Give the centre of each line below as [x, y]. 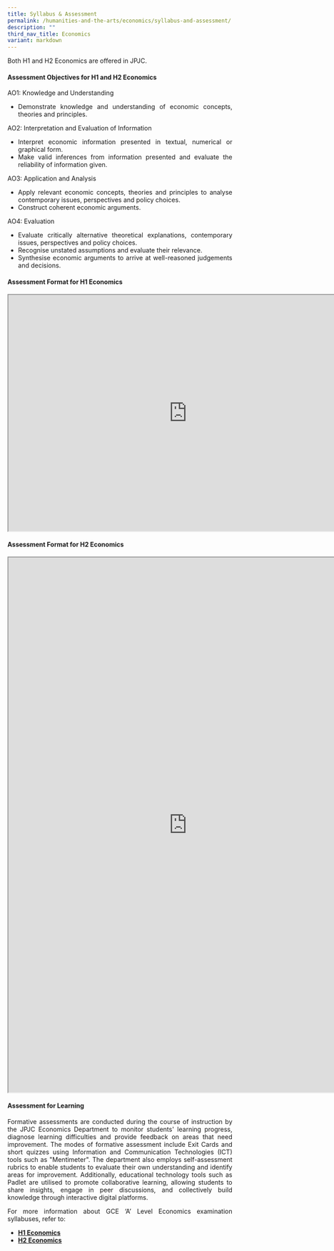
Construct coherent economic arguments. [79, 208]
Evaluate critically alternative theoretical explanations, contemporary [125, 235]
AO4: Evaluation [31, 221]
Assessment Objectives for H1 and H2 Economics [82, 77]
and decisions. [39, 265]
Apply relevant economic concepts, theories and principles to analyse [125, 193]
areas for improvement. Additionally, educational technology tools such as [120, 1175]
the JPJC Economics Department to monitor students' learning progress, [120, 1129]
